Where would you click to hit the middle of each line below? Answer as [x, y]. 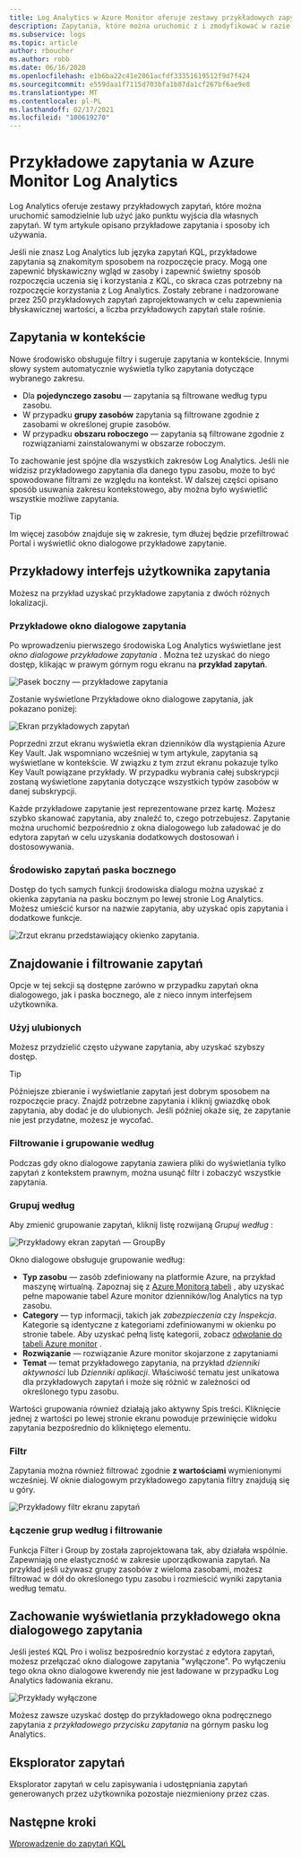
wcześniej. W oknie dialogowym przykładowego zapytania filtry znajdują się [150, 1480]
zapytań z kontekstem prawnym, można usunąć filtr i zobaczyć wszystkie [145, 1172]
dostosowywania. [42, 846]
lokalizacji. [29, 602]
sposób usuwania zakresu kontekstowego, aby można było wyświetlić [139, 489]
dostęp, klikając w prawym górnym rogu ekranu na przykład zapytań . [138, 664]
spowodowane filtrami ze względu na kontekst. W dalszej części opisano [144, 479]
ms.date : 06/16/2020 [48, 68]
